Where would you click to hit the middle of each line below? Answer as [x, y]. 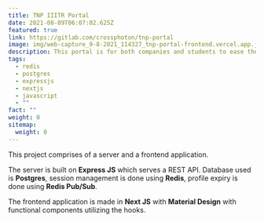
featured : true [33, 30]
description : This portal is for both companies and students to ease [126, 52]
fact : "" [22, 111]
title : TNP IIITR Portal [49, 15]
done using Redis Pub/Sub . [53, 186]
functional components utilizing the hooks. [77, 209]
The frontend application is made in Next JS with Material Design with [123, 202]
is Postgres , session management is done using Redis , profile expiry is [123, 178]
